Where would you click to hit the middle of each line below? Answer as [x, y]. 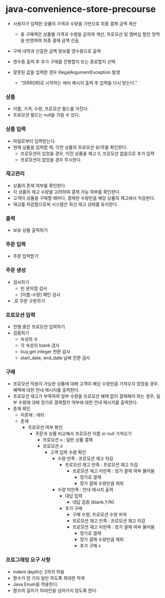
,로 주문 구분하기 [29, 300]
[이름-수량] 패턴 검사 [40, 295]
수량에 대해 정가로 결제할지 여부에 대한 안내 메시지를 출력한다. [78, 403]
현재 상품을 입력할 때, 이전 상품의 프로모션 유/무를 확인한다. [70, 147]
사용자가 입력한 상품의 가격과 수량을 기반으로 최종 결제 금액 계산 [75, 23]
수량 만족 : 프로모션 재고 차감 [85, 458]
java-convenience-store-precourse [81, 9]
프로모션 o [53, 446]
